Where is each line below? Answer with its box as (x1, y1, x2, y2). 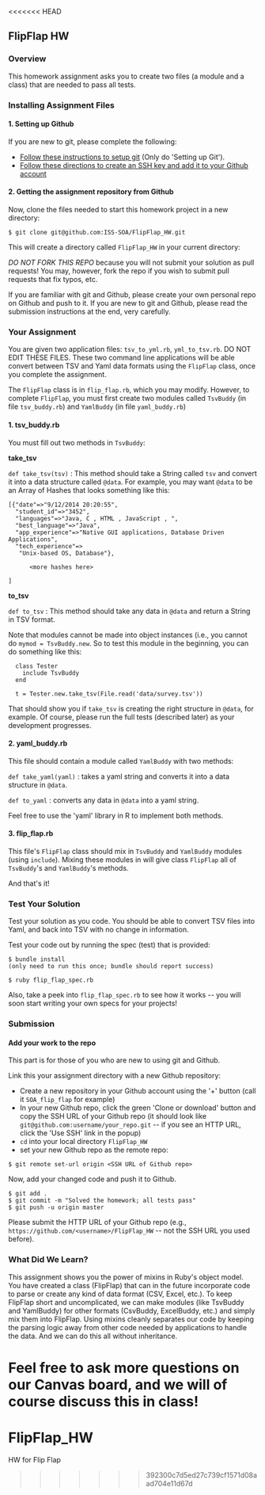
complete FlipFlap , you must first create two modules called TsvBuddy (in (8, 394, 247, 403)
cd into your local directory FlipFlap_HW (19, 1137, 148, 1146)
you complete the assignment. (8, 370, 107, 379)
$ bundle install (8, 955, 66, 963)
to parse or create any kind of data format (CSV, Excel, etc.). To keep (8, 1289, 233, 1299)
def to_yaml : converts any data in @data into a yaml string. (8, 795, 199, 805)
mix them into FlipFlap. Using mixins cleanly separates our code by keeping (8, 1314, 255, 1324)
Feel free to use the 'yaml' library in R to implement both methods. (8, 810, 224, 820)
